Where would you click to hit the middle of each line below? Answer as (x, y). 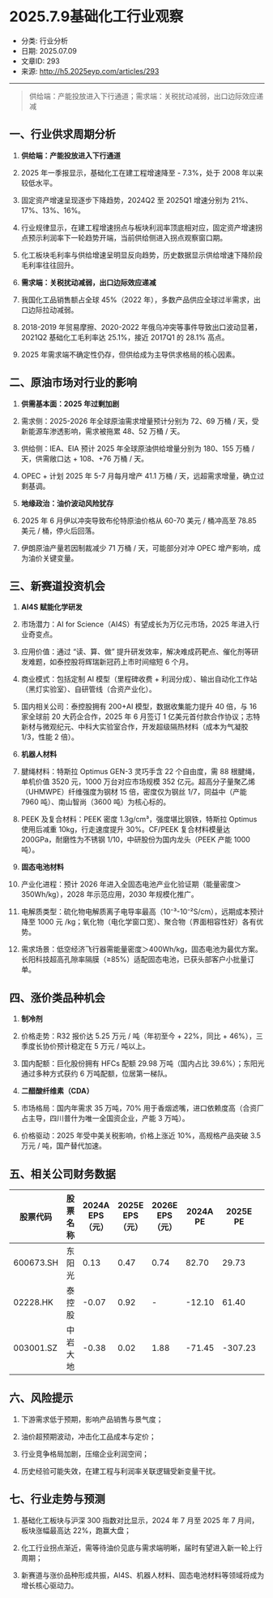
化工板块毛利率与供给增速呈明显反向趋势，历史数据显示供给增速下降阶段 (141, 255)
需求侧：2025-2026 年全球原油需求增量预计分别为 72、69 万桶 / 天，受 (140, 421)
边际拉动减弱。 (53, 310)
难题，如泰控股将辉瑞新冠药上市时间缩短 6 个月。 (111, 662)
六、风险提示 (41, 1398)
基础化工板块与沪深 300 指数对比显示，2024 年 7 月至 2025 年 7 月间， (140, 1520)
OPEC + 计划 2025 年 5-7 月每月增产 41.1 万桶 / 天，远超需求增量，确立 (139, 475)
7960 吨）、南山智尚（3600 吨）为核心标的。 (96, 802)
